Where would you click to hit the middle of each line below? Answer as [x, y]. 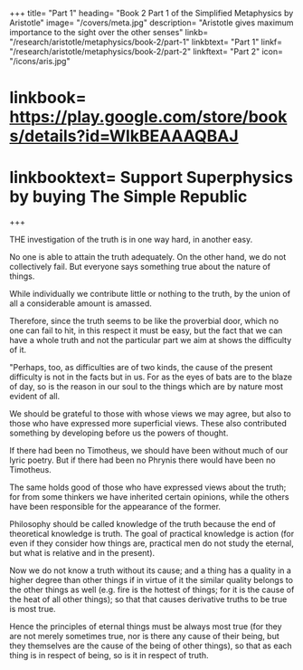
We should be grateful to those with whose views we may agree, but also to [150, 414]
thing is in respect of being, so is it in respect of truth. [109, 656]
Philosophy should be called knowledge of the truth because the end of [142, 524]
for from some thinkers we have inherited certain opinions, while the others [149, 497]
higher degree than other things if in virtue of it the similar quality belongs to [151, 580]
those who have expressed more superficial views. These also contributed [148, 424]
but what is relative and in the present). [82, 553]
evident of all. [35, 397]
